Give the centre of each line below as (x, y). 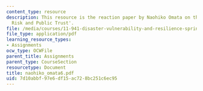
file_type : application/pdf (42, 34)
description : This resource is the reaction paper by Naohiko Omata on (98, 17)
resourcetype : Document (36, 67)
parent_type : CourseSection (42, 62)
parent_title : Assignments (40, 56)
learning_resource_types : (39, 40)
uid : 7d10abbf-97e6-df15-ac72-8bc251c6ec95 (62, 78)
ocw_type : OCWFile (29, 51)
